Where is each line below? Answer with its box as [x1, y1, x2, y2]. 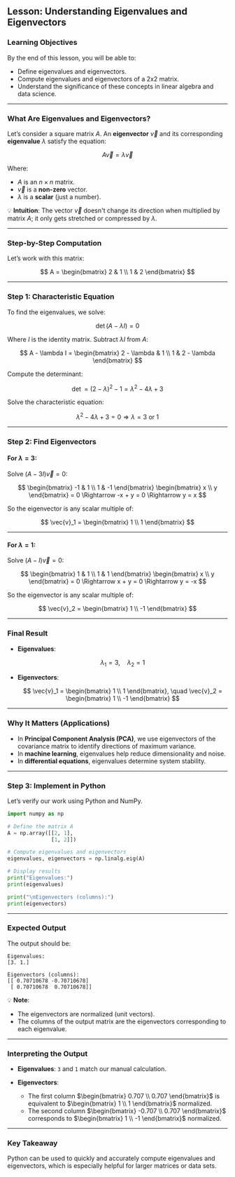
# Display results [7, 868, 61, 875]
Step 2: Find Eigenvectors [7, 436, 97, 446]
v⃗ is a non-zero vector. [17, 185, 87, 194]
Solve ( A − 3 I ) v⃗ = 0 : [7, 470, 68, 478]
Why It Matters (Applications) [7, 718, 111, 728]
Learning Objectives [7, 38, 78, 48]
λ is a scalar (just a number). [17, 192, 101, 201]
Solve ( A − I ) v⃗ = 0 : [7, 556, 64, 565]
